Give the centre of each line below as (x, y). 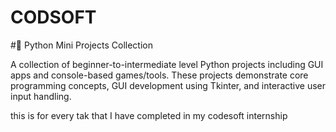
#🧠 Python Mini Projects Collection (81, 45)
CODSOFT (53, 17)
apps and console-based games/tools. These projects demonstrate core (159, 75)
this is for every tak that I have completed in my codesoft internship (149, 115)
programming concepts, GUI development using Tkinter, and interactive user (168, 85)
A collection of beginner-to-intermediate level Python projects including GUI (167, 64)
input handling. (41, 96)
